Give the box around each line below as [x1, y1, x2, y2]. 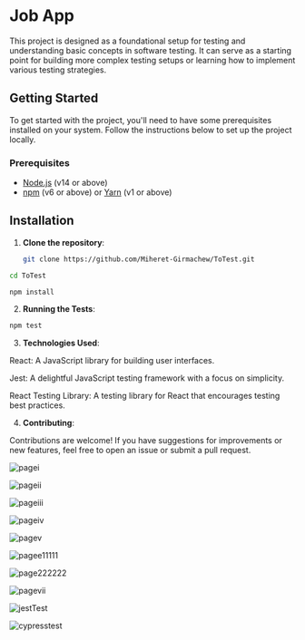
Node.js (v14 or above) [22, 178, 108, 189]
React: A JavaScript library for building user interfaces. [9, 355, 215, 366]
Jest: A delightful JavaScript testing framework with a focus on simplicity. [9, 373, 284, 383]
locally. [9, 133, 36, 145]
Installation [9, 213, 74, 228]
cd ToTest [9, 271, 47, 280]
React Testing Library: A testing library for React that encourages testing [9, 391, 280, 402]
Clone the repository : [22, 237, 105, 247]
